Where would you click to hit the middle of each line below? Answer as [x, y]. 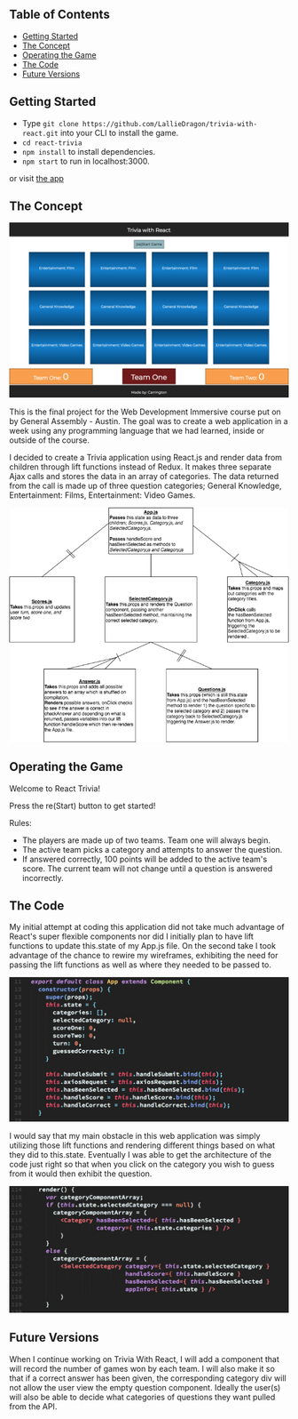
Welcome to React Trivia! [55, 788]
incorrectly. [43, 878]
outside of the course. [50, 440]
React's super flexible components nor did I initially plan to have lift [132, 936]
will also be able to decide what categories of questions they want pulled [142, 1397]
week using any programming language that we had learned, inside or [137, 431]
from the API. [33, 1406]
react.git [40, 133]
